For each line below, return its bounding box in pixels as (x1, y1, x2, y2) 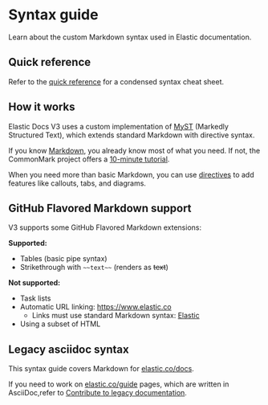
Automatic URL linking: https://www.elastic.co (19, 302, 172, 312)
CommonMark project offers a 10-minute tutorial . (8, 154, 170, 164)
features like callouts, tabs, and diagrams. (8, 178, 147, 188)
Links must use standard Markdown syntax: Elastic (31, 311, 200, 321)
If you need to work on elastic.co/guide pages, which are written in (8, 379, 229, 389)
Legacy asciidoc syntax (8, 342, 130, 356)
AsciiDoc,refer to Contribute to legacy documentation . (8, 388, 187, 398)
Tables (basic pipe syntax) (19, 254, 108, 264)
